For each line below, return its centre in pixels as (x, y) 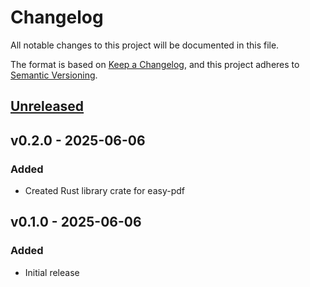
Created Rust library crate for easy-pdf (104, 191)
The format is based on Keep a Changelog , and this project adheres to (155, 64)
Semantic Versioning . (54, 75)
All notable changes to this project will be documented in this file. (145, 45)
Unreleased (47, 106)
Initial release (52, 272)
